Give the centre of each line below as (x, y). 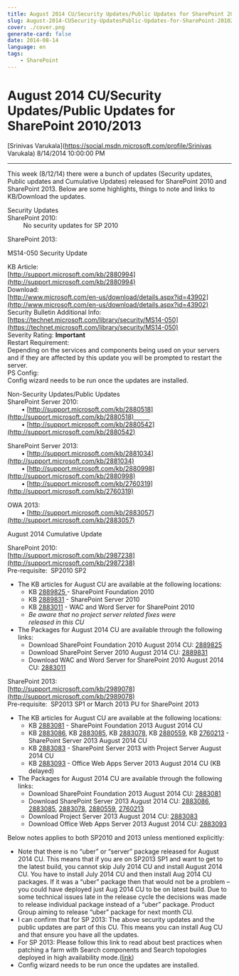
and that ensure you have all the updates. (78, 935)
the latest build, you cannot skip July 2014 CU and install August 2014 (120, 866)
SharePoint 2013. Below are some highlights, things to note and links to (111, 189)
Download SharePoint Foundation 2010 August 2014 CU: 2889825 (125, 645)
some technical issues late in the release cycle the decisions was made (122, 897)
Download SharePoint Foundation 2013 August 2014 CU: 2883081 (125, 793)
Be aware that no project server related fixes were (102, 614)
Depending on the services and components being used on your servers (113, 350)
